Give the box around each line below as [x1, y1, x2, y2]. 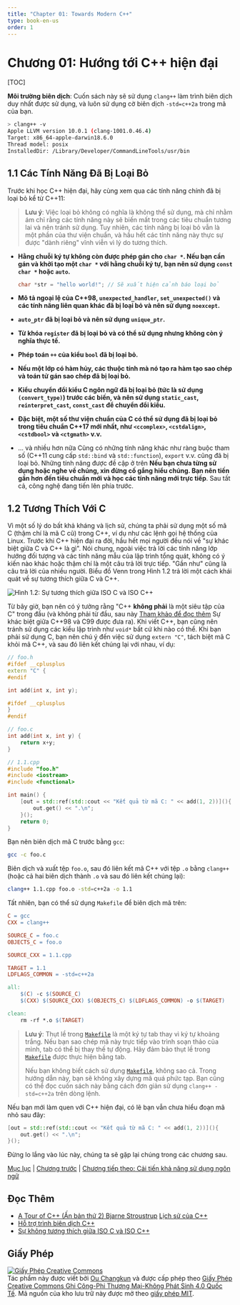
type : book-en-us [7, 17, 59, 24]
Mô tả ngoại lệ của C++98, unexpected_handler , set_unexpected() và [17, 294, 221, 302]
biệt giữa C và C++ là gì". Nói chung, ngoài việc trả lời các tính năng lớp [7, 544, 218, 553]
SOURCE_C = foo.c [7, 931, 59, 939]
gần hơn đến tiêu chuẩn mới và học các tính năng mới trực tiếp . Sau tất [17, 474, 231, 483]
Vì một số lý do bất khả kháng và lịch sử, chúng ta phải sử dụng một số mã [7, 521, 227, 530]
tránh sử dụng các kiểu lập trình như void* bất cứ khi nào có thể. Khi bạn [7, 625, 221, 634]
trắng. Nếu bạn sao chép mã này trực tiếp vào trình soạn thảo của [24, 1037, 219, 1046]
